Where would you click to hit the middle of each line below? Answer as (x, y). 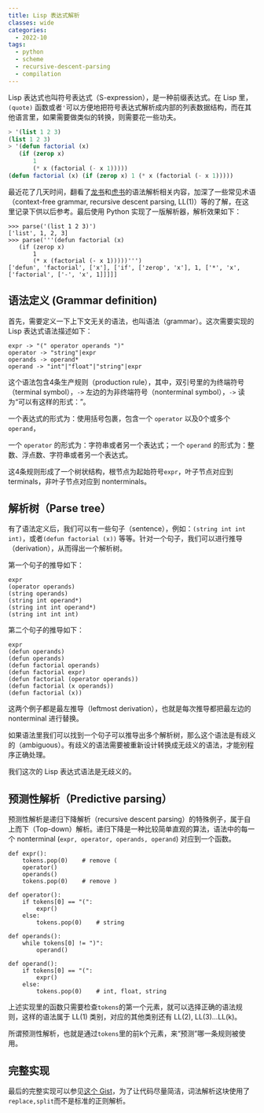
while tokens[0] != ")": (63, 943)
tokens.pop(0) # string (81, 923)
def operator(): (35, 895)
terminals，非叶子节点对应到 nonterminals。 (80, 481)
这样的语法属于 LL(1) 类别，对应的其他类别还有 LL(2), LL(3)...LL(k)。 (132, 1017)
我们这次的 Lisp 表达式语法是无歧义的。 (72, 772)
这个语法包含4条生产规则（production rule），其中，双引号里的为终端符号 (126, 381)
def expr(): (27, 854)
